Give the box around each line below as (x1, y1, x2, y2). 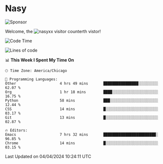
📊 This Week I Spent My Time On (5, 57, 74, 63)
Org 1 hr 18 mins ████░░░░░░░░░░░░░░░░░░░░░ (5, 90, 159, 94)
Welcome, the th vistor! (5, 28, 101, 34)
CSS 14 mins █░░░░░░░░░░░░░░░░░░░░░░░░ (5, 107, 159, 111)
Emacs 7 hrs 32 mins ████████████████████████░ (5, 132, 159, 137)
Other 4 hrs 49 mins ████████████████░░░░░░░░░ (5, 81, 159, 86)
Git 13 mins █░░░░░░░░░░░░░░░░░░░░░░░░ (5, 115, 159, 120)
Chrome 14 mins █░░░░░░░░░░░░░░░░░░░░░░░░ (5, 141, 159, 146)
